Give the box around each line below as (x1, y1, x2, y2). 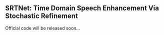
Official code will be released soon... (5, 25, 80, 31)
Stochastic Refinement (5, 12, 78, 20)
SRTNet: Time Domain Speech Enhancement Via (5, 4, 159, 12)
